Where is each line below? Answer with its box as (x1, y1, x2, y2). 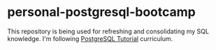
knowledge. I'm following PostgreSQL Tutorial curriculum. (7, 34, 173, 42)
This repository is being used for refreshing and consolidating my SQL (7, 27, 210, 35)
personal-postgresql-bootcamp (7, 4, 196, 20)
